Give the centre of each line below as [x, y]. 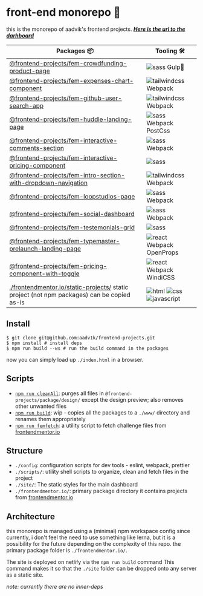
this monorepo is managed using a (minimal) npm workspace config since [98, 531]
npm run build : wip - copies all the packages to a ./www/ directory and [102, 412]
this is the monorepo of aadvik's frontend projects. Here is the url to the [96, 29]
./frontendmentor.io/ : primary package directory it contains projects [101, 491]
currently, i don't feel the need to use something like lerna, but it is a [91, 537]
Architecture [31, 516]
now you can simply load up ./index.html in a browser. [75, 359]
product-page [30, 71]
